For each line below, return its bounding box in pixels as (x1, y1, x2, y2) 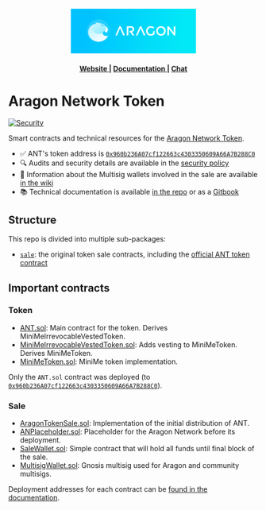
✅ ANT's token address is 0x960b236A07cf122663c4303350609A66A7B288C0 (19, 149, 256, 159)
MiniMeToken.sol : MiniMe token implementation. (19, 357, 179, 366)
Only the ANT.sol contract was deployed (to (8, 372, 151, 381)
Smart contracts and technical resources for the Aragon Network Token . (8, 133, 245, 143)
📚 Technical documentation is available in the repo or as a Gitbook (19, 187, 240, 197)
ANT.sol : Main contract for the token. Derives (19, 323, 168, 332)
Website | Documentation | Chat (79, 64, 188, 74)
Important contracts (8, 281, 110, 295)
